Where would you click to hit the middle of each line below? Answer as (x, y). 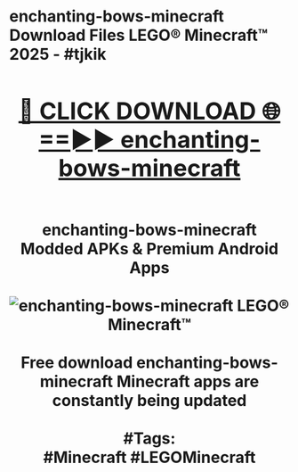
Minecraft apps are (188, 381)
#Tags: (149, 438)
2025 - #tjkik (58, 54)
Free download (77, 362)
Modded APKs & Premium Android (149, 248)
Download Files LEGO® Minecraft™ (139, 35)
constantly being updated (149, 400)
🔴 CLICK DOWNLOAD (137, 111)
